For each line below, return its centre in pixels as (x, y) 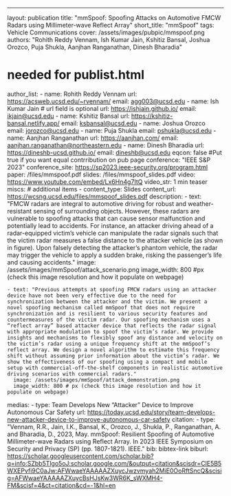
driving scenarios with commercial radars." (72, 374)
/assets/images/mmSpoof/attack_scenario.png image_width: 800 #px (106, 269)
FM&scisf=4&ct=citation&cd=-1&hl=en (62, 485)
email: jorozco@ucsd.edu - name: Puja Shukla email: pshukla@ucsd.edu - (112, 130)
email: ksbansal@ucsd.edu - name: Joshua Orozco (133, 123)
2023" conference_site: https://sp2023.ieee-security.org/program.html (108, 167)
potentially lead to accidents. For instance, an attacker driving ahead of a (110, 225)
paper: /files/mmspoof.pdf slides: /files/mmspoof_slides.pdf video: (101, 174)
